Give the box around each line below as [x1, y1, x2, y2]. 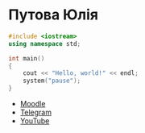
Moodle [19, 99, 46, 109]
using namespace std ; [8, 39, 81, 48]
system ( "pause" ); [23, 77, 81, 85]
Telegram [19, 107, 52, 118]
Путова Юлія [8, 6, 99, 24]
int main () [8, 54, 45, 62]
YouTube [19, 116, 50, 126]
